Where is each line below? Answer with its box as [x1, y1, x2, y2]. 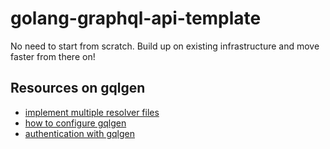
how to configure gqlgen [24, 117, 127, 129]
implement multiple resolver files [24, 106, 160, 118]
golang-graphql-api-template [10, 7, 262, 30]
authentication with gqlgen [24, 127, 135, 139]
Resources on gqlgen [10, 80, 146, 97]
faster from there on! [10, 50, 96, 62]
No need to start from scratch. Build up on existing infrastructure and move [10, 40, 320, 52]
